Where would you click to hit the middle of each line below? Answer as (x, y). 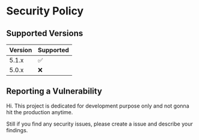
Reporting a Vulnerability (54, 91)
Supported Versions (44, 33)
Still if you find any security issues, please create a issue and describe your (100, 124)
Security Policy (45, 11)
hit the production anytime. (40, 112)
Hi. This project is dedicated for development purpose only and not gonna (98, 106)
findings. (17, 130)
